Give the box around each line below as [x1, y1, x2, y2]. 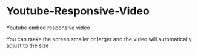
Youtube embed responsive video [6, 24, 90, 31]
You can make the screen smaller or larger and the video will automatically [6, 35, 192, 42]
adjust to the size [6, 42, 50, 49]
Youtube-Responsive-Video [6, 4, 150, 18]
